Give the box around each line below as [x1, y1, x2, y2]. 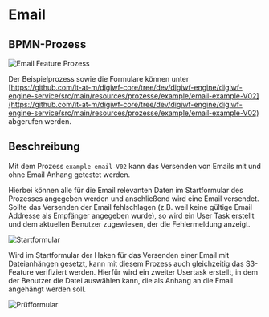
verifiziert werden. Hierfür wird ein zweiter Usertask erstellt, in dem [35, 267, 259, 277]
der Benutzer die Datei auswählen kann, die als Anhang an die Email [8, 275, 234, 285]
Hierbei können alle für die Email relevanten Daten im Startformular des [8, 185, 243, 195]
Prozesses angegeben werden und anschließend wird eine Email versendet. [8, 194, 259, 203]
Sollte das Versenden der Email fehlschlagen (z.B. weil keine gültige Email [8, 202, 253, 211]
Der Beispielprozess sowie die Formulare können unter [8, 74, 190, 83]
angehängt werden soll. [8, 284, 87, 294]
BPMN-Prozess [8, 38, 87, 51]
